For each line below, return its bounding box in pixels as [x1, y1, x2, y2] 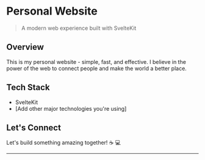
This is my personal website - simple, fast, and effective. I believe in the [6, 58, 186, 65]
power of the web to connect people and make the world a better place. [6, 64, 187, 72]
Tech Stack [6, 82, 50, 92]
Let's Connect [6, 122, 61, 133]
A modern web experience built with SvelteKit [21, 24, 137, 32]
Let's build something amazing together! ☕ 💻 [6, 139, 121, 147]
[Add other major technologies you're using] [15, 105, 127, 112]
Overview [6, 42, 45, 52]
